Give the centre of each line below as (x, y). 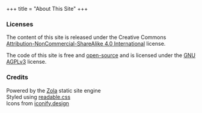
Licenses (20, 24)
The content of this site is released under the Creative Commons (86, 37)
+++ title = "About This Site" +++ (47, 9)
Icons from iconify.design (38, 103)
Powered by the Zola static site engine (54, 90)
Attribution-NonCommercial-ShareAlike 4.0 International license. (86, 44)
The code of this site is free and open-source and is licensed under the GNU (101, 55)
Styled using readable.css (38, 97)
